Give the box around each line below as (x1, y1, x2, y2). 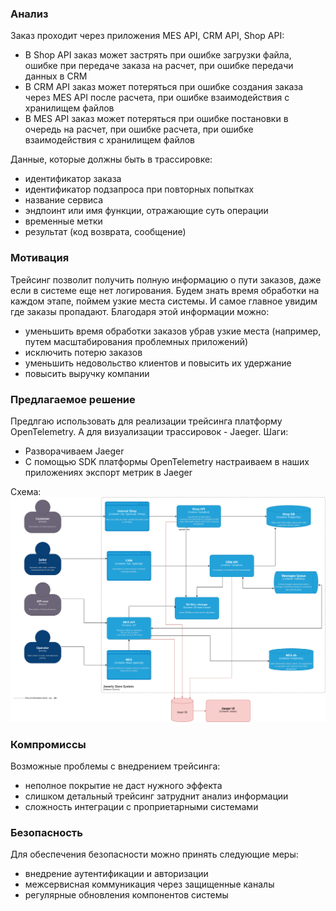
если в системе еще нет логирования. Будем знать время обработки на (10, 284, 320, 296)
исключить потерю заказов (24, 346, 143, 358)
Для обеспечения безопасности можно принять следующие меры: (10, 848, 299, 861)
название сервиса (24, 194, 104, 206)
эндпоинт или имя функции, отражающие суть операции (24, 205, 269, 217)
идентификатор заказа (24, 173, 122, 185)
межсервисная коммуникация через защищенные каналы (24, 878, 275, 891)
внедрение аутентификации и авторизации (24, 868, 209, 880)
